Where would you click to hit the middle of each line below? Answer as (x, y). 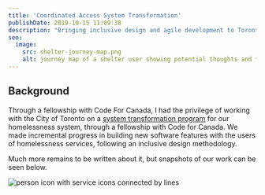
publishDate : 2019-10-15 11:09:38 (65, 23)
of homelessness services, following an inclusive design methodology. (123, 143)
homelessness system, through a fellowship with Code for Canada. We (123, 127)
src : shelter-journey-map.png (72, 52)
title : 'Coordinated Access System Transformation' (95, 15)
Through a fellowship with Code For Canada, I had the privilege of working (129, 110)
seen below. (28, 167)
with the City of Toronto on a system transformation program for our (119, 118)
